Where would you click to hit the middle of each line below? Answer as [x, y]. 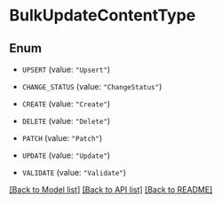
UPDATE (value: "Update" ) [66, 155]
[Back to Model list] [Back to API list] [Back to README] [111, 190]
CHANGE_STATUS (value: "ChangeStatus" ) [92, 86]
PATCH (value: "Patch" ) [62, 138]
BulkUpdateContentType [103, 16]
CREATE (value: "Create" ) [66, 104]
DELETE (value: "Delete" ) [66, 121]
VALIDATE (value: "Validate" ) [74, 172]
